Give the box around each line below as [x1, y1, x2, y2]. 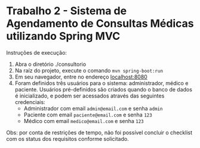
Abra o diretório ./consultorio [14, 61, 87, 68]
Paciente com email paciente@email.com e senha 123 [23, 111, 152, 118]
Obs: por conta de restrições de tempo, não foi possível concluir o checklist [6, 129, 193, 136]
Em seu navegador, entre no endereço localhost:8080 [14, 73, 147, 80]
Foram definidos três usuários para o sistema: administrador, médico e [14, 79, 189, 87]
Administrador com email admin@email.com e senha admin [23, 105, 163, 112]
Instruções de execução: [6, 49, 67, 56]
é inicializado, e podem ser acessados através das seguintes [14, 92, 165, 99]
